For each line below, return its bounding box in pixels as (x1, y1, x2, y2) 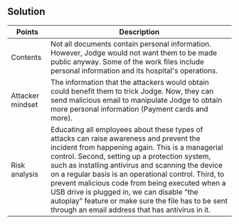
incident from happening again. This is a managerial (51, 142, 223, 152)
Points (16, 26, 39, 36)
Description (119, 26, 160, 36)
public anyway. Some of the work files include (51, 56, 205, 66)
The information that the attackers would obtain (51, 77, 210, 87)
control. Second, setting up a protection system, (51, 151, 211, 161)
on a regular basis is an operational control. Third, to (51, 169, 225, 179)
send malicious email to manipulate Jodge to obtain (51, 95, 223, 105)
